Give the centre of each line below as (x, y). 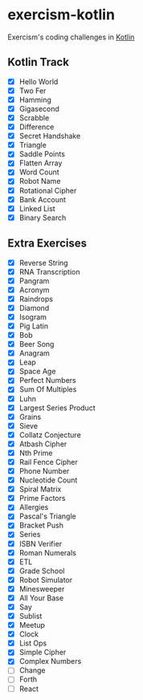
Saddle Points (42, 154)
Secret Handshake (50, 136)
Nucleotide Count (48, 480)
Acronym (34, 290)
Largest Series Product (57, 408)
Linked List (37, 208)
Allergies (34, 507)
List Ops (33, 643)
